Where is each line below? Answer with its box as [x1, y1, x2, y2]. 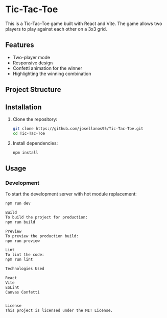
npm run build [5, 219, 36, 225]
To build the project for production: [5, 215, 88, 220]
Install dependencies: [12, 140, 58, 146]
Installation [5, 103, 42, 111]
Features [5, 41, 34, 50]
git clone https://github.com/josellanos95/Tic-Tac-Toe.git [12, 126, 144, 131]
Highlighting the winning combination [12, 70, 91, 77]
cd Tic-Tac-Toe [12, 131, 45, 136]
